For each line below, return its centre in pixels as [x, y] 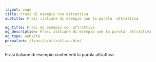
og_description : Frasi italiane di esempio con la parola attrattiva [78, 32]
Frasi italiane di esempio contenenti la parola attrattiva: [60, 54]
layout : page [18, 9]
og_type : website [23, 36]
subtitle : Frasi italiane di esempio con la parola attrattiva [72, 18]
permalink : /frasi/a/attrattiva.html [43, 41]
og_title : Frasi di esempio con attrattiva [50, 27]
